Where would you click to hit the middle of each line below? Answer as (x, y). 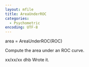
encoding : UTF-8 (21, 27)
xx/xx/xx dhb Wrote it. (27, 60)
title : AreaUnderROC (26, 14)
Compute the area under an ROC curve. (45, 51)
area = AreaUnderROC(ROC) (34, 41)
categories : (17, 18)
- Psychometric (25, 23)
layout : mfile (19, 9)
